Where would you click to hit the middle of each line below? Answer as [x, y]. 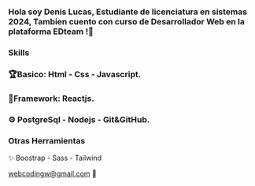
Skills [19, 52]
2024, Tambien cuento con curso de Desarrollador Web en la [127, 21]
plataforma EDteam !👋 [51, 32]
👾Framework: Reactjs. [51, 99]
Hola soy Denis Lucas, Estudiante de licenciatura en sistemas [128, 12]
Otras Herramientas [47, 140]
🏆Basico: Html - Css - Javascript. [75, 74]
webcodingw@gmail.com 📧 [52, 173]
